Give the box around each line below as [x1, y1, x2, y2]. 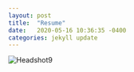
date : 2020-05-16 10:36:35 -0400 [8, 26, 127, 34]
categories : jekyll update [8, 33, 98, 42]
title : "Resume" [8, 19, 66, 27]
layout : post [8, 11, 52, 20]
